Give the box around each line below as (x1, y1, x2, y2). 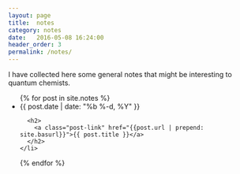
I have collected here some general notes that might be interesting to (8, 70, 233, 79)
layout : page (8, 11, 51, 20)
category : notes (8, 26, 62, 34)
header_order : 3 (8, 41, 62, 49)
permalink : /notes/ (8, 48, 73, 56)
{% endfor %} (19, 158, 66, 168)
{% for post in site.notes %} (19, 94, 111, 102)
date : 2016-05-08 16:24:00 (8, 33, 104, 42)
